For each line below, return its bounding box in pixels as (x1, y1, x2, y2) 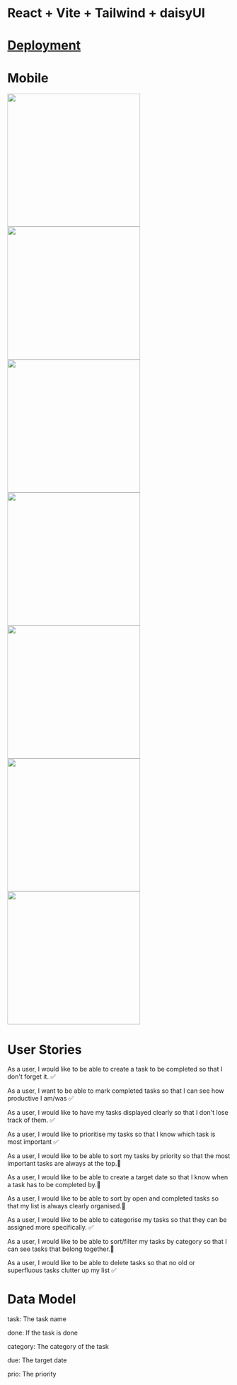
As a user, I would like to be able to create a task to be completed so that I (7, 1065, 223, 1074)
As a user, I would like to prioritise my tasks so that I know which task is (7, 1130, 216, 1139)
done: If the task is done (7, 1328, 78, 1337)
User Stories (7, 1041, 82, 1057)
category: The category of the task (7, 1342, 110, 1351)
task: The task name (7, 1315, 67, 1323)
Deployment (7, 38, 81, 54)
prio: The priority (7, 1370, 57, 1379)
